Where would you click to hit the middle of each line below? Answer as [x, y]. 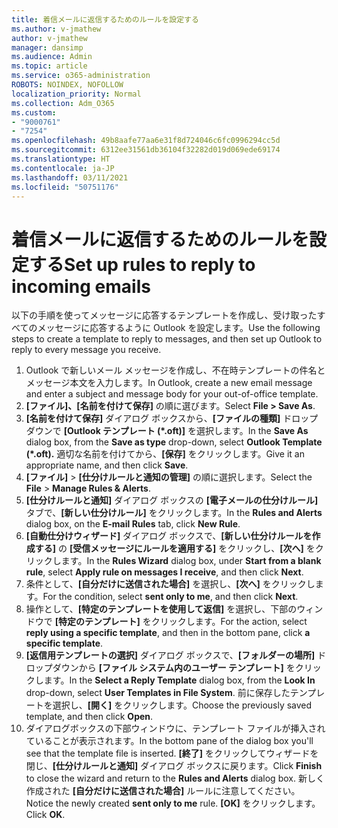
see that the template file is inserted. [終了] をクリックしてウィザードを [172, 753]
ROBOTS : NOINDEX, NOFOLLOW [67, 85]
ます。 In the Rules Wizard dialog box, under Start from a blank [191, 561]
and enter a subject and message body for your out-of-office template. [172, 394]
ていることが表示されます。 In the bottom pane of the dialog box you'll [169, 741]
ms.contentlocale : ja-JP [63, 168]
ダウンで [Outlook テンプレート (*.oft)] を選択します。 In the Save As [167, 431]
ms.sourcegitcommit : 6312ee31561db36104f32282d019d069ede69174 [146, 150]
